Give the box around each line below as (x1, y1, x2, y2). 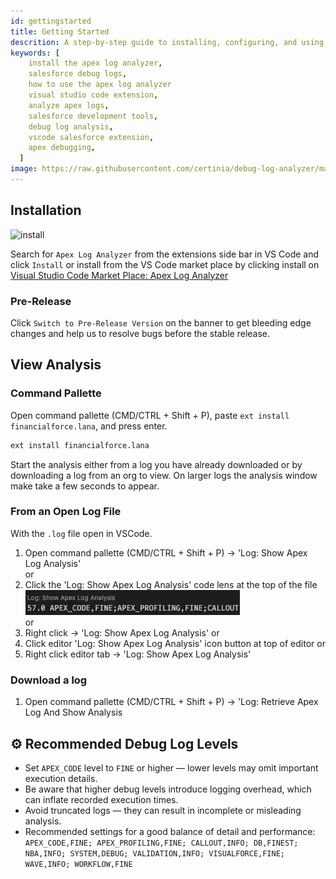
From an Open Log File (10, 505, 122, 519)
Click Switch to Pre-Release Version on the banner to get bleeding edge (10, 316, 312, 329)
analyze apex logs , (28, 100, 110, 110)
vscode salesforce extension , (28, 132, 155, 142)
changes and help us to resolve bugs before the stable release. (10, 327, 271, 339)
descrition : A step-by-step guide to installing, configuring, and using (10, 37, 325, 47)
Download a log (10, 673, 88, 687)
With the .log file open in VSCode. (10, 527, 153, 539)
